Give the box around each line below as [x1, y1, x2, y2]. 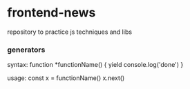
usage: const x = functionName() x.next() [7, 74, 125, 82]
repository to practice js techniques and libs [7, 28, 133, 36]
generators [7, 45, 46, 55]
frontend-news [7, 5, 96, 21]
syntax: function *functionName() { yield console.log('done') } [7, 61, 184, 69]
